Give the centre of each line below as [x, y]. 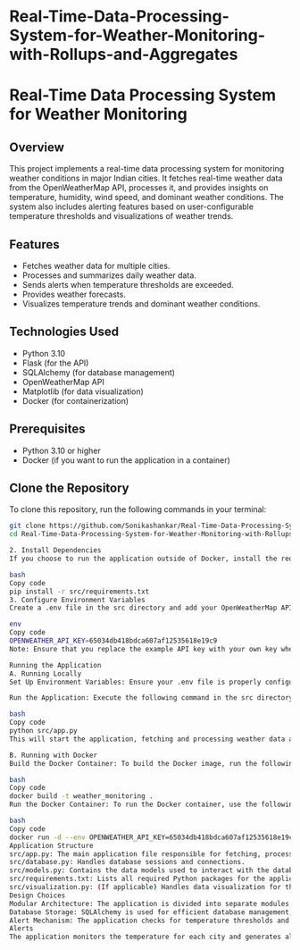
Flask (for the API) [55, 363]
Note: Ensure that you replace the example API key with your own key [143, 649]
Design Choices [37, 895]
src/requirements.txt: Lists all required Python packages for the [137, 879]
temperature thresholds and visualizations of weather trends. [121, 216]
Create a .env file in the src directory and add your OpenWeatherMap [143, 608]
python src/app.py [43, 731]
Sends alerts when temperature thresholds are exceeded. [128, 285]
